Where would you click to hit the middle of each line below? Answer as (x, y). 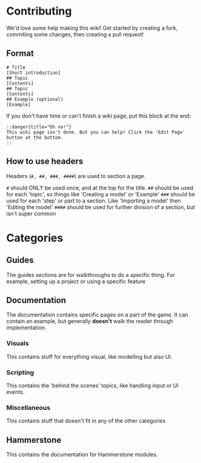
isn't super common (31, 213)
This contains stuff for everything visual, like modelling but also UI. (89, 356)
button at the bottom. (35, 138)
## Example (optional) (35, 99)
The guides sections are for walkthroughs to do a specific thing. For (91, 275)
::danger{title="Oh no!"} (39, 127)
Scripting (20, 372)
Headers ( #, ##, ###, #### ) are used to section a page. (76, 176)
